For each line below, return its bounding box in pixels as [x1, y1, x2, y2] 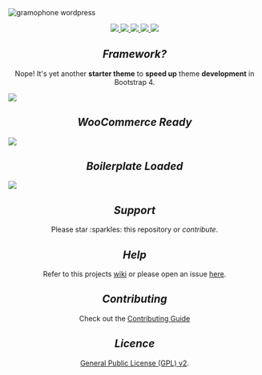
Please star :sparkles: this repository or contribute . [50, 224, 219, 235]
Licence [114, 337, 155, 351]
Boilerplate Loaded [86, 159, 183, 173]
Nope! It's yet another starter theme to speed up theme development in [14, 68, 255, 79]
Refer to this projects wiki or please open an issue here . [42, 269, 227, 279]
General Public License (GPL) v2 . [79, 358, 190, 368]
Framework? [103, 47, 167, 61]
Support [113, 204, 156, 217]
